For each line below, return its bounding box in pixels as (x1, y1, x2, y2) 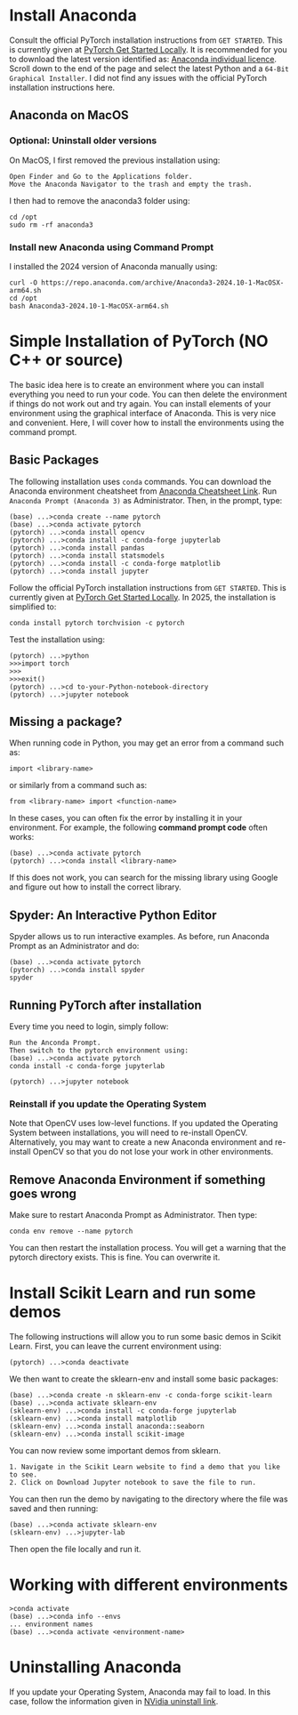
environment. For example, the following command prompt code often (9, 822, 269, 833)
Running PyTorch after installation (9, 997, 202, 1012)
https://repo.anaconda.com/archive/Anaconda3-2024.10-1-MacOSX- (41, 278, 285, 287)
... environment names (9, 1620, 93, 1629)
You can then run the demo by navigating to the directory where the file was (9, 1494, 288, 1504)
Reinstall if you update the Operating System (9, 1098, 207, 1110)
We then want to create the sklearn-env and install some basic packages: (9, 1373, 278, 1384)
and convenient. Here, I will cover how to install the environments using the (9, 417, 285, 428)
